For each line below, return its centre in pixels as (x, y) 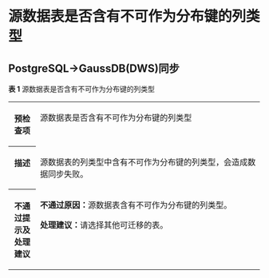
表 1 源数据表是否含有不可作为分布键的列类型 (82, 89)
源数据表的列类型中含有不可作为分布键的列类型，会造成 (144, 162)
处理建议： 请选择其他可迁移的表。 (104, 224)
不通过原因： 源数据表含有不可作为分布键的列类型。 (136, 205)
